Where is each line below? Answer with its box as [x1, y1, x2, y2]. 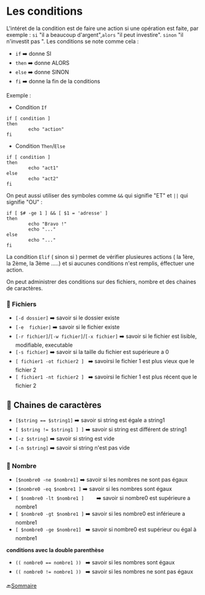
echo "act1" [28, 164, 59, 171]
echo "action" [28, 126, 64, 132]
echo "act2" [28, 175, 59, 182]
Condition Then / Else [15, 142, 65, 150]
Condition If [15, 103, 47, 111]
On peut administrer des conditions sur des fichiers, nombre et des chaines [6, 278, 196, 285]
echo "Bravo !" [28, 221, 67, 227]
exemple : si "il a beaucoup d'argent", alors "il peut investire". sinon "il [6, 31, 184, 38]
